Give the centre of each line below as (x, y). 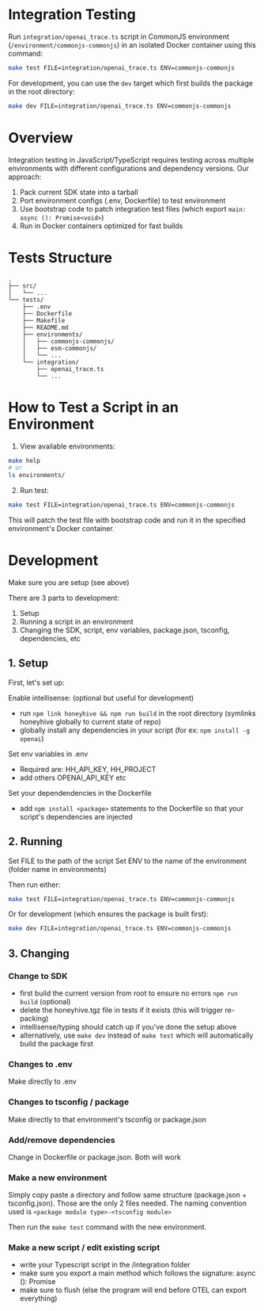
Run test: (34, 491)
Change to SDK (38, 976)
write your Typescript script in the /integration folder (105, 1265)
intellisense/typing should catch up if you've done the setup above (128, 1027)
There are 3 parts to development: (64, 598)
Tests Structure (60, 257)
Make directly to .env (42, 1082)
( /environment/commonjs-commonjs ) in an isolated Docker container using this (132, 44)
